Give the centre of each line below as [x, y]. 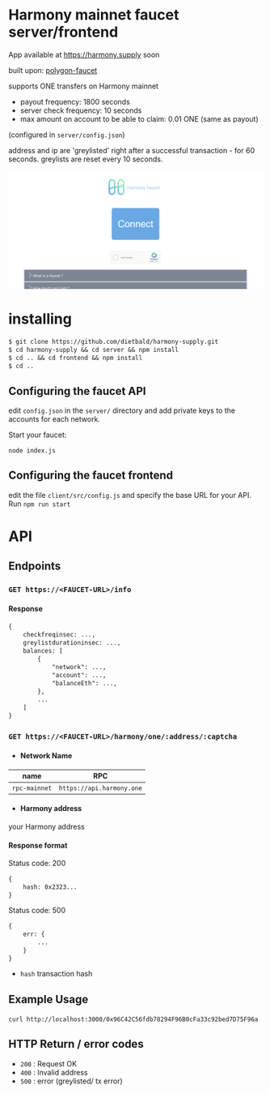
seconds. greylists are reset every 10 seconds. [86, 159]
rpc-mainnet [32, 788]
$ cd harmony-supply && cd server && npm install [94, 350]
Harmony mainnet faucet [94, 15]
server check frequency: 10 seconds [81, 110]
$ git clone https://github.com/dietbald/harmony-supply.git [114, 342]
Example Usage [49, 999]
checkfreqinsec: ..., [59, 635]
